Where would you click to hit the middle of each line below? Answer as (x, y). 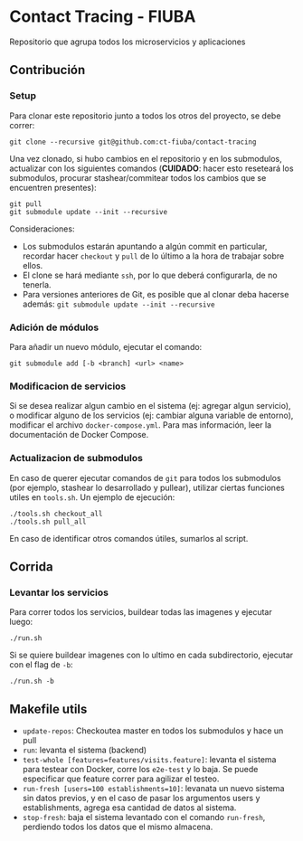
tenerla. (37, 284)
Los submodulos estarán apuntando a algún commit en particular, (145, 246)
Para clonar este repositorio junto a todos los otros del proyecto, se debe (145, 116)
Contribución (47, 70)
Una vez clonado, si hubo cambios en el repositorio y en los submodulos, (146, 158)
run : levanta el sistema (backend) (85, 750)
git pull (26, 204)
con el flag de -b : (42, 665)
